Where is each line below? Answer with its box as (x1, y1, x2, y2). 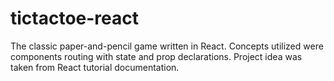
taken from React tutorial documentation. (10, 61, 180, 73)
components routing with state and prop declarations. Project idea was (10, 50, 303, 62)
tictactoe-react (10, 7, 140, 30)
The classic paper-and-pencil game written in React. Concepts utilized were (10, 40, 324, 52)
